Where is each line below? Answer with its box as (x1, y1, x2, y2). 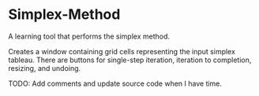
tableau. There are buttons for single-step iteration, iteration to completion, (8, 55, 252, 65)
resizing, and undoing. (8, 63, 81, 72)
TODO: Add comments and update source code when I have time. (8, 79, 223, 88)
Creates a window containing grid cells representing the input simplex (8, 46, 235, 56)
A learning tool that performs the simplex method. (8, 31, 171, 41)
